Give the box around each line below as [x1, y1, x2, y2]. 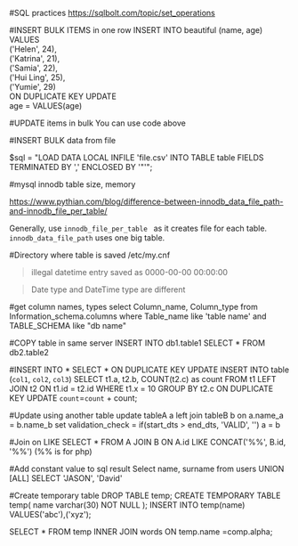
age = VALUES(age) [9, 101, 83, 110]
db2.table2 [9, 347, 49, 357]
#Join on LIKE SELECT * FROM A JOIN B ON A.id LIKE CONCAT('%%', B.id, [9, 436, 286, 447]
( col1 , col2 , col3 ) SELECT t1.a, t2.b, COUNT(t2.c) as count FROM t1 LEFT [9, 374, 277, 384]
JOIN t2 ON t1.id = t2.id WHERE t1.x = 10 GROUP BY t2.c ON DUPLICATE [9, 383, 274, 394]
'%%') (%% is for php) [9, 446, 93, 457]
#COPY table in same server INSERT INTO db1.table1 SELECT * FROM [9, 338, 265, 348]
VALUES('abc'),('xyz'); [9, 509, 92, 519]
